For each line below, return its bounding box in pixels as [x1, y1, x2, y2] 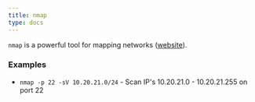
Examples [8, 59, 47, 70]
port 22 [19, 85, 44, 94]
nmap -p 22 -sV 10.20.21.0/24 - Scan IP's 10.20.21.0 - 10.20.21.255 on [19, 77, 248, 86]
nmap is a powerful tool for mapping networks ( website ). [8, 40, 188, 49]
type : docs [8, 19, 44, 26]
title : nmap [8, 11, 47, 19]
